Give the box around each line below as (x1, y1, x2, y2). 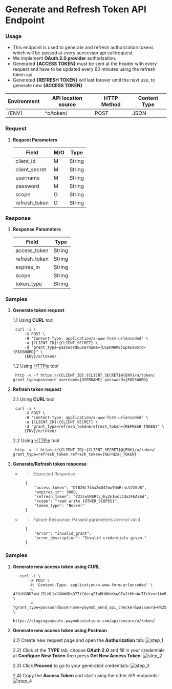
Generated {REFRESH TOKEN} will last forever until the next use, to (12, 77, 155, 83)
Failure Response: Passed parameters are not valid (33, 516, 141, 523)
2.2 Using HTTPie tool (12, 437, 60, 444)
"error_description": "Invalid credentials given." (34, 535, 147, 541)
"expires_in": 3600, (34, 490, 78, 495)
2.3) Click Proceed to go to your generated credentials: (12, 662, 130, 669)
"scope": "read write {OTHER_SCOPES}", (34, 498, 119, 504)
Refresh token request (12, 386, 61, 392)
